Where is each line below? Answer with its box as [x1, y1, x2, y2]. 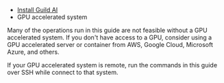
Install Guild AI [16, 6, 58, 14]
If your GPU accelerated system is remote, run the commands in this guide [7, 61, 218, 69]
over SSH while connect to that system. [7, 68, 119, 76]
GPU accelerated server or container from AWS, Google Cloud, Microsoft [7, 41, 214, 48]
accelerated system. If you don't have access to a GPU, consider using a [7, 33, 212, 41]
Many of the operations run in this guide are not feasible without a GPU [7, 27, 208, 34]
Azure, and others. [7, 48, 60, 56]
